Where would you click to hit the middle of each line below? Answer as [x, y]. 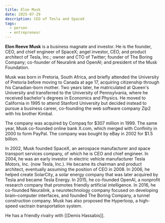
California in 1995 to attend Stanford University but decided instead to [76, 103]
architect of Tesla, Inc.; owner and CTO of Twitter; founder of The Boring [79, 57]
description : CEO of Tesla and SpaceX [45, 19]
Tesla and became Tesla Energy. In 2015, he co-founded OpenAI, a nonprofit [82, 180]
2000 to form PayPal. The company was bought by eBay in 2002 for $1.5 [79, 134]
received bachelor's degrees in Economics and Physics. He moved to [76, 98]
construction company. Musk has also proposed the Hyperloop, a [71, 201]
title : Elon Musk [23, 10]
